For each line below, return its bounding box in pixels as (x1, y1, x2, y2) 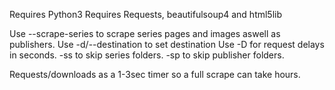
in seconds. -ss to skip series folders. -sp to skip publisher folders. (9, 49, 285, 61)
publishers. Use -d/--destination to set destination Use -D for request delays (9, 39, 325, 50)
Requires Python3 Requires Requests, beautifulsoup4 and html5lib (9, 9, 283, 20)
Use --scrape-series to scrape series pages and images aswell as (9, 28, 281, 39)
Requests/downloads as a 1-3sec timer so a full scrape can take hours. (9, 69, 301, 80)
